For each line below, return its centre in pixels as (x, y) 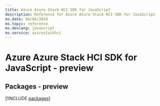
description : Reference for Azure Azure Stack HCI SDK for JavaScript (80, 14)
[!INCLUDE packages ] (28, 98)
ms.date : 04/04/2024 (27, 19)
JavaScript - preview (49, 68)
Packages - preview (37, 86)
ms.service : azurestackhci (33, 33)
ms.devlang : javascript (30, 28)
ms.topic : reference (27, 24)
